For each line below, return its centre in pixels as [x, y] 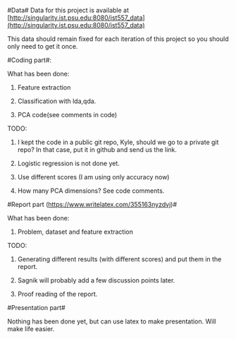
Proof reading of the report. [57, 294]
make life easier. [31, 329]
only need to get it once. [43, 46]
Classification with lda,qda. [57, 101]
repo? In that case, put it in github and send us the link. [97, 150]
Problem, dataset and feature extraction [75, 232]
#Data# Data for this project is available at [68, 10]
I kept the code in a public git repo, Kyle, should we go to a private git [118, 142]
